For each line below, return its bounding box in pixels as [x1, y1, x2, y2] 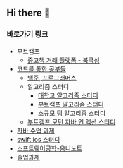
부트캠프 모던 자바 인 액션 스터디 [27, 117, 116, 126]
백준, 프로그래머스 [27, 73, 77, 82]
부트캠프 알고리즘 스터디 [37, 100, 104, 108]
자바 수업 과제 [16, 126, 55, 135]
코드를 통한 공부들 [16, 64, 66, 73]
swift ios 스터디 [16, 135, 60, 143]
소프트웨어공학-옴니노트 [16, 144, 82, 152]
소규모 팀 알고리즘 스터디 [37, 109, 106, 117]
